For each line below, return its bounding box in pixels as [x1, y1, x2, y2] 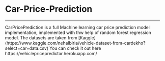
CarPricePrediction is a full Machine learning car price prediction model [5, 24, 150, 30]
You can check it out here [49, 45, 102, 51]
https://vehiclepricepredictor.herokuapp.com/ [5, 50, 97, 56]
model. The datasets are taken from [5, 34, 78, 40]
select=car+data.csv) [5, 45, 49, 51]
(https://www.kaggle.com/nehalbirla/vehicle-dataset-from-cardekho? [5, 40, 146, 46]
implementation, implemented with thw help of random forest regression [5, 30, 151, 35]
